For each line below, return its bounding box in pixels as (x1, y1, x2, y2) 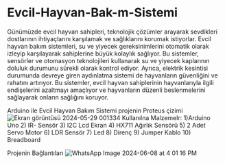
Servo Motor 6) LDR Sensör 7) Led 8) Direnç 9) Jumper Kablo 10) (7, 128, 191, 137)
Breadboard (7, 135, 41, 143)
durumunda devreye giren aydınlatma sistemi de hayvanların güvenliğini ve (7, 71, 218, 80)
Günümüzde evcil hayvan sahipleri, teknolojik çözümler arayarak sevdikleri (7, 27, 218, 36)
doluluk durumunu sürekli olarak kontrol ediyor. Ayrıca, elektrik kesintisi (7, 64, 208, 72)
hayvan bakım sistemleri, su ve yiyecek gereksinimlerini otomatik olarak (7, 42, 209, 50)
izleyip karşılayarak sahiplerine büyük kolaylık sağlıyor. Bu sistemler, (7, 49, 199, 58)
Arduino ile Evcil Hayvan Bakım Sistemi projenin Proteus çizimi (7, 106, 183, 115)
